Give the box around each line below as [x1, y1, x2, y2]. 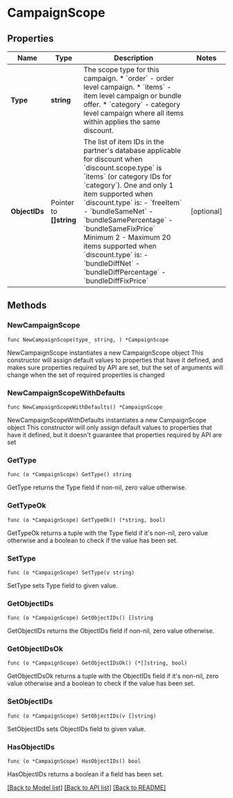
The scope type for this [83, 65, 159, 74]
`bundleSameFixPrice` [83, 224, 156, 234]
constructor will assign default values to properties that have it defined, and [7, 356, 223, 364]
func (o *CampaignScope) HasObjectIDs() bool [7, 758, 141, 765]
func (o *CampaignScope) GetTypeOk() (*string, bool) [7, 516, 166, 523]
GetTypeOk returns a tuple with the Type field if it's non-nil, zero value [7, 528, 208, 537]
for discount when [83, 154, 143, 164]
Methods [7, 300, 47, 311]
